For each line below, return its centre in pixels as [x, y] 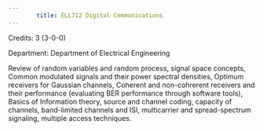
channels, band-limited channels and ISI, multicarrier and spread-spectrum [130, 110]
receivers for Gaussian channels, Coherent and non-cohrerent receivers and [131, 85]
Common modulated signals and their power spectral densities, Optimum [126, 76]
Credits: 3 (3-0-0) [37, 38]
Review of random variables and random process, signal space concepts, [127, 68]
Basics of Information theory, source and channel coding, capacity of [120, 101]
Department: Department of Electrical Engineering [89, 53]
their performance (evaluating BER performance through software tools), [126, 93]
